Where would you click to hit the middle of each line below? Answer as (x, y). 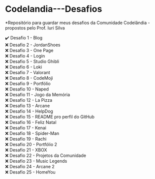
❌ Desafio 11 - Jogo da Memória (38, 94)
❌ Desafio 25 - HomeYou (30, 172)
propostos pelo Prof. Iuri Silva (35, 28)
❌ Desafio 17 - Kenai (26, 128)
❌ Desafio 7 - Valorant (28, 72)
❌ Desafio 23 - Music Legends (36, 161)
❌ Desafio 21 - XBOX (26, 150)
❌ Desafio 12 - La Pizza (29, 100)
